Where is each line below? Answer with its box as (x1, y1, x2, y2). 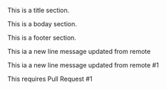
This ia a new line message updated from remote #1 (7, 61, 159, 69)
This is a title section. (7, 6, 70, 14)
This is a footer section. (7, 33, 77, 42)
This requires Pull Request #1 (7, 74, 93, 83)
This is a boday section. (7, 20, 77, 28)
